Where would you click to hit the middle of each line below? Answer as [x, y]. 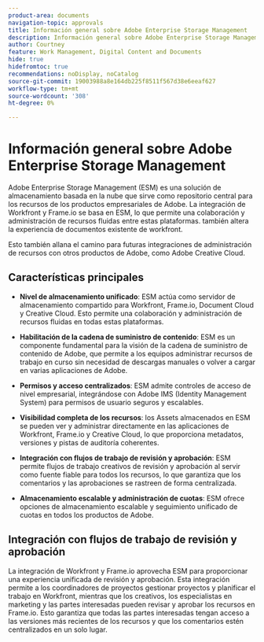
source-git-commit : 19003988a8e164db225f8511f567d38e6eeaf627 [112, 81]
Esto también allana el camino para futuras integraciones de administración [130, 245]
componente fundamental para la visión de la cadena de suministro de [134, 345]
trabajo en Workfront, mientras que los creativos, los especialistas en [120, 596]
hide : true [26, 60]
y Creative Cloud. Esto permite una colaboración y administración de [130, 313]
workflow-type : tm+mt [44, 89]
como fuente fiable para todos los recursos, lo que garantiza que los [130, 474]
